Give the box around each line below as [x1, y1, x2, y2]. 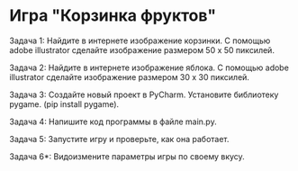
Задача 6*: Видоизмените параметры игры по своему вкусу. [9, 150, 245, 162]
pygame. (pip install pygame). [9, 98, 120, 109]
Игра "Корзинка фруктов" [9, 5, 217, 26]
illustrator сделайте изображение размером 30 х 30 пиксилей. [9, 71, 250, 82]
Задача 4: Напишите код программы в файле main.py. [9, 116, 218, 127]
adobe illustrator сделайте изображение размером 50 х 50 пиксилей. [9, 44, 275, 55]
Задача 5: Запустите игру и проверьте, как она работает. [9, 133, 230, 144]
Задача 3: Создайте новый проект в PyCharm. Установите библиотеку [9, 89, 279, 100]
